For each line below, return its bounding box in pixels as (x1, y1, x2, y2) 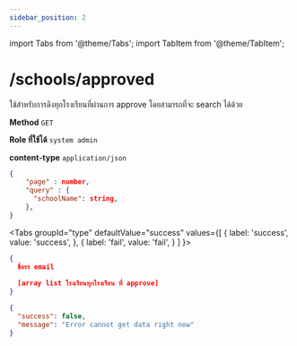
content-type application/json (9, 151, 127, 162)
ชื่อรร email (17, 262, 55, 272)
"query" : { (25, 186, 70, 195)
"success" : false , (17, 312, 87, 321)
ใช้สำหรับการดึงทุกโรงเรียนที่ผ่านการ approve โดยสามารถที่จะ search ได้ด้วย (9, 99, 244, 109)
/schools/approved (9, 69, 155, 90)
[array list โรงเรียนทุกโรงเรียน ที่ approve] (17, 279, 160, 288)
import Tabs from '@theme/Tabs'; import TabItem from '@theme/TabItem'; (9, 38, 285, 48)
